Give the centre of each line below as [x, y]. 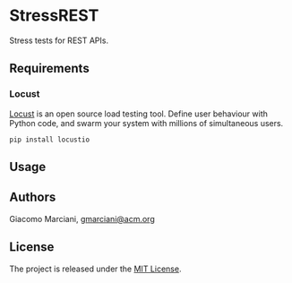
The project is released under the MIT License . [95, 269]
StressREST [54, 16]
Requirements [49, 69]
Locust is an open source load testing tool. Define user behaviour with [139, 114]
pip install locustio [50, 140]
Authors [33, 197]
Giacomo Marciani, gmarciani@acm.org [82, 219]
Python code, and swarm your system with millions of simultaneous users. [146, 123]
